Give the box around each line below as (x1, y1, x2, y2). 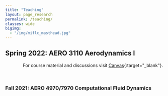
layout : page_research (5, 12, 53, 17)
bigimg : (5, 26, 22, 31)
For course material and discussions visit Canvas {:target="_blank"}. (23, 62, 163, 68)
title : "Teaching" (5, 7, 44, 12)
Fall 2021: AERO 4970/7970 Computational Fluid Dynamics (5, 84, 152, 91)
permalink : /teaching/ (5, 16, 53, 21)
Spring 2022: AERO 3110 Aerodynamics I (5, 49, 135, 57)
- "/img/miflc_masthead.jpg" (10, 30, 71, 35)
